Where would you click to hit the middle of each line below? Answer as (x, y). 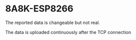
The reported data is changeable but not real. (53, 22)
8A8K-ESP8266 (39, 9)
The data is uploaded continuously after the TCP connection (68, 32)
